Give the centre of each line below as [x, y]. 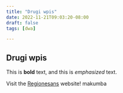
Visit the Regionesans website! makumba [56, 83]
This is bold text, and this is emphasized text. [61, 72]
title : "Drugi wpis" [32, 12]
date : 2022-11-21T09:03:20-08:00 [48, 17]
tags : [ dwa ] [21, 28]
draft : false [22, 23]
